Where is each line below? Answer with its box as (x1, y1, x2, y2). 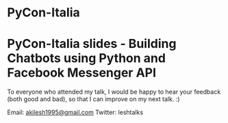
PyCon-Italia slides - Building (7, 36, 177, 52)
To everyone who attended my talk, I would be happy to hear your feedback (7, 87, 221, 96)
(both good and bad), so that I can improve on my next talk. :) (7, 95, 180, 103)
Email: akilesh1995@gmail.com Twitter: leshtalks (7, 108, 144, 117)
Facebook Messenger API (7, 65, 156, 81)
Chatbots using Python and (7, 51, 166, 66)
